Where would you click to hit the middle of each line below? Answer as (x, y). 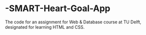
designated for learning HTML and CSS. (45, 27)
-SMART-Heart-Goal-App (58, 9)
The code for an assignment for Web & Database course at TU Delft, (73, 22)
